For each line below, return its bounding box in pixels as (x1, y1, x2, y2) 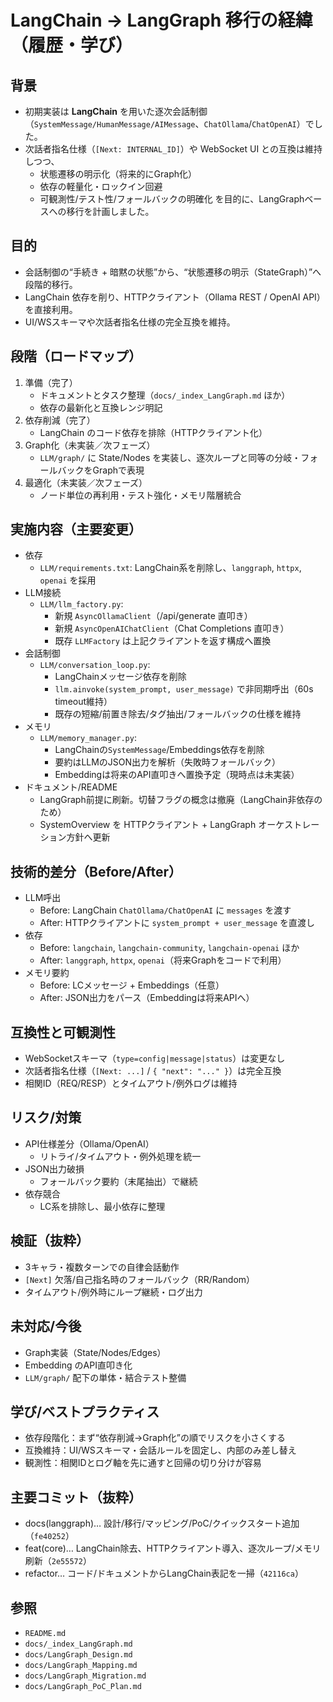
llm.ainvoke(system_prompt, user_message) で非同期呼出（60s (54, 683, 314, 695)
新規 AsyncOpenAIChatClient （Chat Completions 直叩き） (54, 622, 290, 635)
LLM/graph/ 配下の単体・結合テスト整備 (24, 1371, 187, 1383)
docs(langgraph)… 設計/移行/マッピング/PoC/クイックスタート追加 (24, 1517, 300, 1530)
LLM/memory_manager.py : (39, 732, 137, 744)
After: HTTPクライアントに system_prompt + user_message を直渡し (39, 917, 315, 929)
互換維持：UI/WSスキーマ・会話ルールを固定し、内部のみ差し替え (24, 1444, 297, 1456)
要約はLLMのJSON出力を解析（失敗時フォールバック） (54, 756, 282, 768)
